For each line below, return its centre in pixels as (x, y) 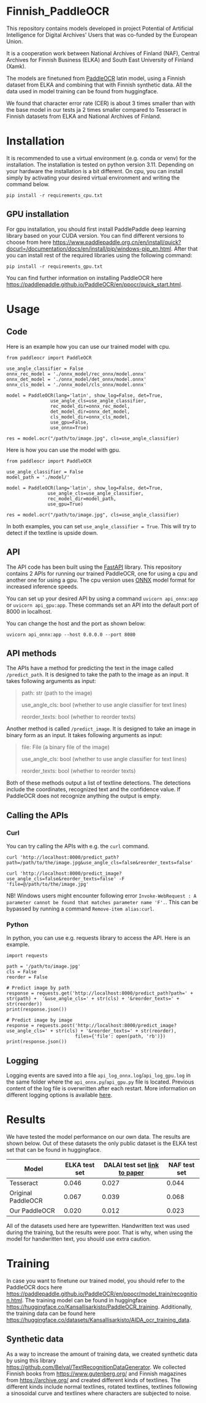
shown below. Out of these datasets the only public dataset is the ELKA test (102, 1143)
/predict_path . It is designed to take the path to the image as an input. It (97, 674)
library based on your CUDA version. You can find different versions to (95, 235)
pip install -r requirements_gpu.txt (55, 266)
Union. (15, 41)
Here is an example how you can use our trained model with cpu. (88, 346)
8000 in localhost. (29, 611)
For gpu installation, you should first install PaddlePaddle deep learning (96, 229)
